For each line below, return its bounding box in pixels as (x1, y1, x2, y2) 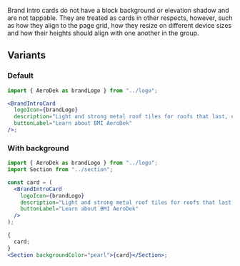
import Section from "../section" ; (7, 166, 114, 173)
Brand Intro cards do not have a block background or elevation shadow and (7, 6, 230, 14)
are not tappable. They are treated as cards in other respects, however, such (7, 14, 233, 22)
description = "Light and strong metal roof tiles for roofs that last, (14, 113, 229, 121)
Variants (7, 49, 46, 61)
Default (7, 71, 34, 81)
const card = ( (7, 178, 53, 186)
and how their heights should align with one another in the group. (7, 29, 199, 37)
